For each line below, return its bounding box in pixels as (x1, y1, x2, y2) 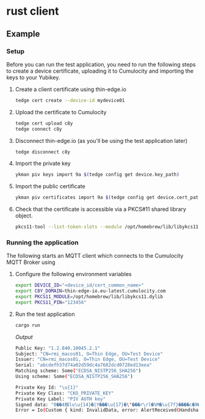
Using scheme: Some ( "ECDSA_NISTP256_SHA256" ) (15, 374, 133, 380)
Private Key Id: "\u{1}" (15, 384, 79, 390)
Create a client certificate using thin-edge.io (15, 86, 127, 93)
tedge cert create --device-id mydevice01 (15, 97, 125, 103)
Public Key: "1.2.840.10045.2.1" (15, 345, 101, 351)
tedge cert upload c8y (15, 120, 73, 126)
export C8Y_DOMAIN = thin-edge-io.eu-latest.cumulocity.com (15, 288, 166, 294)
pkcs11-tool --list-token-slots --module (15, 224, 123, 230)
